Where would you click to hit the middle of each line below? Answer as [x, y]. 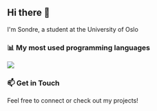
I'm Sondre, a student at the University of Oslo [73, 29]
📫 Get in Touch [33, 83]
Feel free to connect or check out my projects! [73, 101]
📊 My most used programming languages [78, 48]
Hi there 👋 [29, 13]
